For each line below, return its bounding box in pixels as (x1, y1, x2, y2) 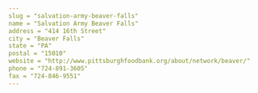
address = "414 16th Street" (8, 27, 106, 35)
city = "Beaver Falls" (8, 34, 85, 43)
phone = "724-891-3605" (8, 65, 89, 73)
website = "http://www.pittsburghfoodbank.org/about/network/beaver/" (8, 57, 251, 66)
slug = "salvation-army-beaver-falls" (8, 11, 139, 20)
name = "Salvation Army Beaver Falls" (8, 19, 139, 27)
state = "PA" (8, 42, 52, 50)
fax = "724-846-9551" (8, 72, 81, 80)
